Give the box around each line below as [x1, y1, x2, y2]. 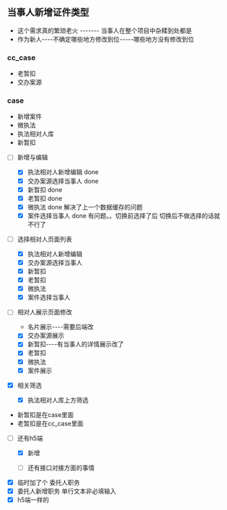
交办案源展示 [27, 332, 64, 340]
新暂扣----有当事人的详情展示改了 [27, 340, 125, 348]
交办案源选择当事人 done [27, 176, 99, 185]
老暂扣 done [27, 194, 62, 203]
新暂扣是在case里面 [17, 410, 74, 418]
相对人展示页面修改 [17, 308, 73, 316]
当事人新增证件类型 [7, 6, 89, 19]
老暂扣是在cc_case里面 [17, 419, 84, 427]
